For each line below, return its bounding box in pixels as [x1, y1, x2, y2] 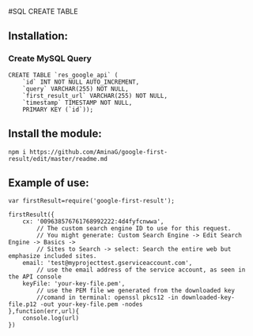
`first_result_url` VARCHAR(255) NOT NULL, [22, 91, 168, 99]
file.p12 [8, 301, 37, 308]
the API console [8, 273, 62, 281]
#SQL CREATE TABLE [8, 7, 78, 16]
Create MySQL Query [8, 53, 93, 64]
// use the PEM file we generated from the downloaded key [36, 287, 236, 295]
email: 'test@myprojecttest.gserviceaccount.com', [22, 259, 193, 267]
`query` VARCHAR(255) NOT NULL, [22, 84, 129, 93]
